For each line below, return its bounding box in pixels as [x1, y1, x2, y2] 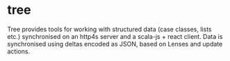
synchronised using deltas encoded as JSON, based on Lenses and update [7, 40, 223, 48]
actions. [7, 47, 30, 55]
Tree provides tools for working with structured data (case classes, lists [7, 25, 212, 33]
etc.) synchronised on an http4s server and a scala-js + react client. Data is [7, 32, 223, 40]
